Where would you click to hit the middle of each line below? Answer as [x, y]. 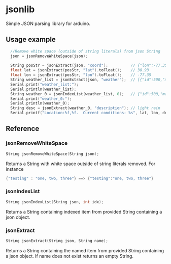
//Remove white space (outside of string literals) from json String [85, 51]
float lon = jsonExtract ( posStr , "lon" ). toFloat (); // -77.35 [81, 75]
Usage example [31, 39]
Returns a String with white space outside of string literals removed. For [81, 164]
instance [15, 169]
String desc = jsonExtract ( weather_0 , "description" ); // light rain [85, 108]
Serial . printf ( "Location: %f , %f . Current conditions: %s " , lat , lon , [85, 113]
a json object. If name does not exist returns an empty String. [70, 256]
